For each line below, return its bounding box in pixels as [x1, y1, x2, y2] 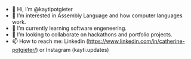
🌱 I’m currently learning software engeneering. [11, 24, 127, 32]
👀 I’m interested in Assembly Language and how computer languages [11, 12, 183, 19]
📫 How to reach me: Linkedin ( [11, 38, 88, 45]
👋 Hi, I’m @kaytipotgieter [11, 6, 73, 13]
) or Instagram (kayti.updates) [35, 46, 109, 53]
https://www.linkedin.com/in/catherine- [88, 38, 185, 45]
